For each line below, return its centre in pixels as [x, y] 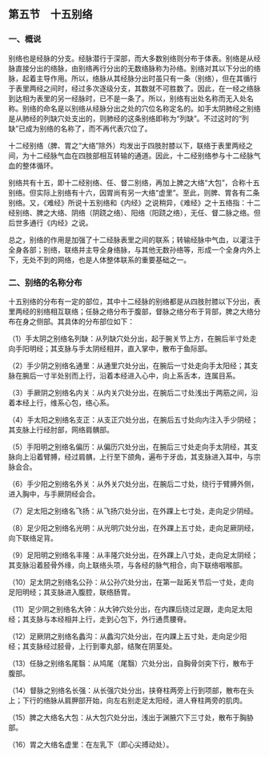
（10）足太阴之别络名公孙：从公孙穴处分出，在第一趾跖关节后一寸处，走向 [131, 582]
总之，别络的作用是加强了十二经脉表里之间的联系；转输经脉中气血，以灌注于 [134, 240]
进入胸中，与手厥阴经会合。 [54, 494]
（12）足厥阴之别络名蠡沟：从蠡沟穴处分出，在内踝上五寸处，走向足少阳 [128, 636]
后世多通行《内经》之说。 [50, 222]
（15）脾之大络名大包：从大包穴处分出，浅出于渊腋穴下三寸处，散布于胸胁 [131, 717]
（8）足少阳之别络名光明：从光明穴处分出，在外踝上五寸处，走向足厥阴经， [133, 528]
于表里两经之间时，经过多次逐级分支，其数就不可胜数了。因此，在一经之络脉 [134, 88]
